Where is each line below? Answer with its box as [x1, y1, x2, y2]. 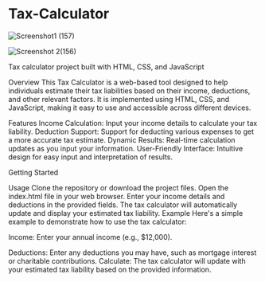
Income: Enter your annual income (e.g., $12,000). [8, 232, 173, 241]
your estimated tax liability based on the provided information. [8, 264, 212, 274]
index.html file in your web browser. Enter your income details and [8, 191, 225, 201]
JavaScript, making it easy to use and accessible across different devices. [8, 103, 251, 112]
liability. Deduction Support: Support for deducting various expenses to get [8, 127, 255, 136]
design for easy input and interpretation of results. [8, 152, 173, 162]
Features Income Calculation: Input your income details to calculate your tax [8, 118, 258, 127]
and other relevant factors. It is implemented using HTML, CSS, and [8, 94, 229, 104]
